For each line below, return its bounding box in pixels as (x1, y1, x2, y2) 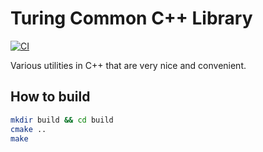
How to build (10, 88, 91, 106)
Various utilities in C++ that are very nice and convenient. (10, 59, 247, 71)
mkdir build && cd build (10, 115, 114, 125)
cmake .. (10, 124, 47, 134)
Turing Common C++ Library (10, 7, 253, 30)
